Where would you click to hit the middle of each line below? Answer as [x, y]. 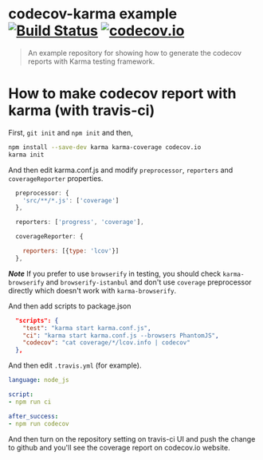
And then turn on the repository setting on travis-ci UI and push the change [132, 438]
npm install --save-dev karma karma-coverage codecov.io [105, 147]
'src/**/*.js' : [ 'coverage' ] [71, 200]
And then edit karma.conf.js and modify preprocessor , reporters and [121, 170]
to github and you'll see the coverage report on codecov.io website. [119, 447]
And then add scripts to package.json [70, 306]
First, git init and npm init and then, [71, 132]
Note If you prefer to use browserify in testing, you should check [115, 273]
